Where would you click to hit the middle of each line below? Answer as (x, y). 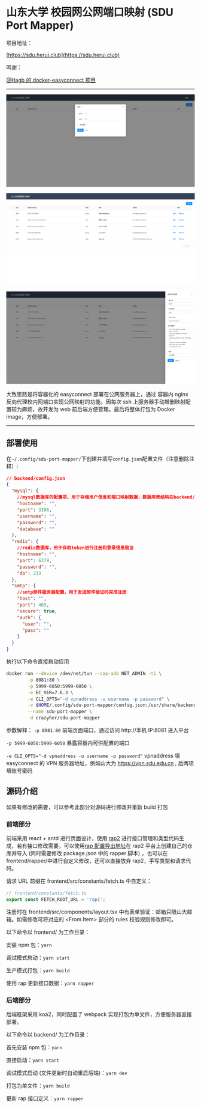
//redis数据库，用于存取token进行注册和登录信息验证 (75, 548)
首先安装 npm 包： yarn (34, 1047)
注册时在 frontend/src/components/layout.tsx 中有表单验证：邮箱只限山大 (97, 912)
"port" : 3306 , (34, 510)
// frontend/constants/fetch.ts (46, 893)
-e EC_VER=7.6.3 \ (51, 692)
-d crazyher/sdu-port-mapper (64, 718)
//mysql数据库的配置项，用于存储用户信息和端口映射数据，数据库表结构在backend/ (106, 497)
